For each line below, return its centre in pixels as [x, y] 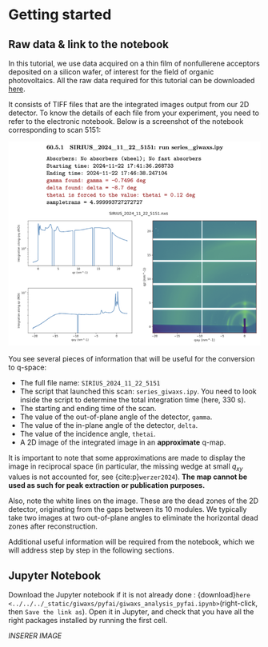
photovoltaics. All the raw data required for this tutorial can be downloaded [132, 80]
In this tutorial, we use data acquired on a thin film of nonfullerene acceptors [134, 63]
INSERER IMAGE [35, 636]
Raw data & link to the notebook [89, 44]
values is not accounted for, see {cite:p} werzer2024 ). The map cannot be [128, 477]
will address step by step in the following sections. [91, 550]
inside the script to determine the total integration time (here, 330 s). [133, 400]
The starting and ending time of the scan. [88, 409]
